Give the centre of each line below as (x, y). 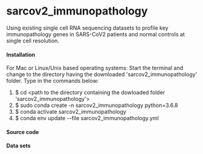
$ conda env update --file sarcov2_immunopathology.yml (87, 118)
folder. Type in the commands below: (52, 81)
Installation (21, 54)
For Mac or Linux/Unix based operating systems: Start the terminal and (95, 68)
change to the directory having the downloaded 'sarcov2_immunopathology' (102, 74)
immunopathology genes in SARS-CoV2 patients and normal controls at (95, 34)
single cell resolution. (33, 40)
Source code (23, 132)
